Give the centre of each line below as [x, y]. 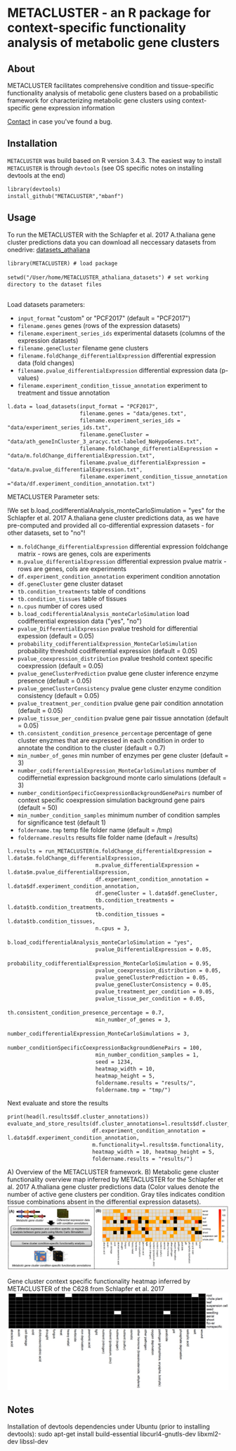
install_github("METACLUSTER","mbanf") [66, 196]
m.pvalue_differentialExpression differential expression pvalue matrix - [122, 561]
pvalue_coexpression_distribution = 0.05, [158, 971]
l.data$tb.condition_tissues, [52, 921]
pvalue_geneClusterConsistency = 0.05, [153, 985]
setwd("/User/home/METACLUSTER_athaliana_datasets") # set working [108, 277]
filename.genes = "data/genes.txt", [133, 413]
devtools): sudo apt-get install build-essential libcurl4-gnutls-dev [102, 1434]
